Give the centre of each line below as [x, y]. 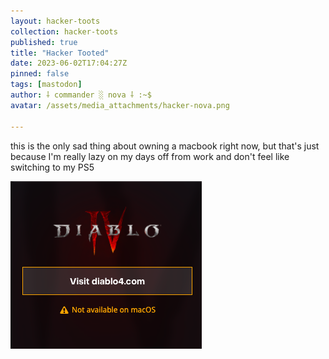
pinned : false [40, 74]
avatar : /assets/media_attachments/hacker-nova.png [120, 105]
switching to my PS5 [52, 167]
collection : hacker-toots [64, 31]
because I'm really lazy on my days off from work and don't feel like [150, 156]
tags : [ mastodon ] [46, 85]
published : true [44, 42]
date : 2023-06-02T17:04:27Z [69, 63]
